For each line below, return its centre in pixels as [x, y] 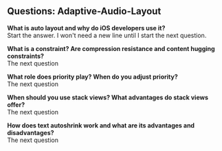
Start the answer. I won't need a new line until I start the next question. [107, 35]
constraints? [26, 56]
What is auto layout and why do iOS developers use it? [86, 28]
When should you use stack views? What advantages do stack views [108, 97]
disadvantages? [31, 132]
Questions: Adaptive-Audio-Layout [84, 11]
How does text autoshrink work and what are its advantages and [101, 125]
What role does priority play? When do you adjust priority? [93, 77]
